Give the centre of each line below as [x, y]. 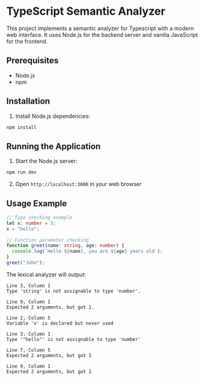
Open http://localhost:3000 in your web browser [78, 184]
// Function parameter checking [47, 240]
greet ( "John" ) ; [26, 263]
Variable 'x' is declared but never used [60, 323]
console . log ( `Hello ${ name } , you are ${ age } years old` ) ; [88, 252]
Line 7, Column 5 [28, 350]
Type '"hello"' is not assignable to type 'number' [74, 339]
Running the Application [54, 146]
